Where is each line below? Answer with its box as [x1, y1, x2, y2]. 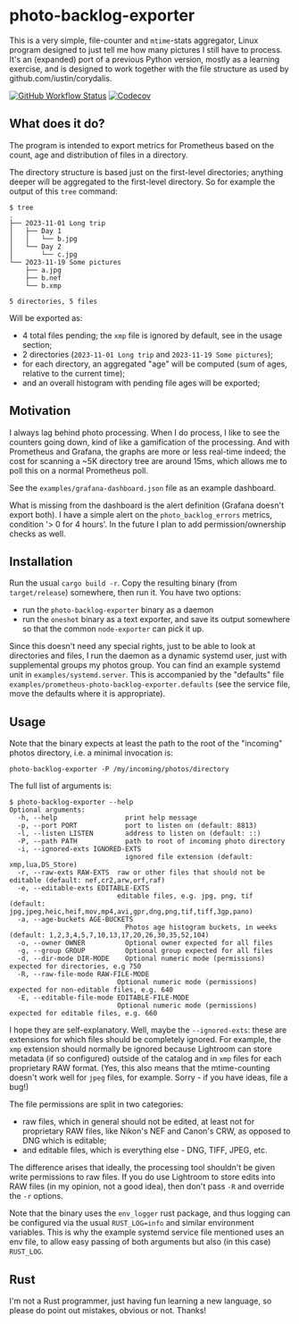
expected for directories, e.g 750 [9, 962, 142, 971]
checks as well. [9, 528, 66, 539]
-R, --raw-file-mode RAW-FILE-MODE [17, 970, 150, 979]
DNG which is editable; [21, 1135, 107, 1146]
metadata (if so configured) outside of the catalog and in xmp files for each [9, 1053, 282, 1064]
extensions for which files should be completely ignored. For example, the [9, 1034, 281, 1045]
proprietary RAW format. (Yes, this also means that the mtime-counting [9, 1063, 270, 1074]
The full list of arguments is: [9, 780, 112, 791]
